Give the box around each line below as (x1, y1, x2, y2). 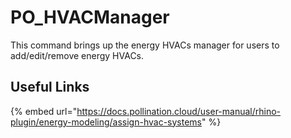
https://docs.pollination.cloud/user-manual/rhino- (76, 105, 282, 117)
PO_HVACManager (10, 6, 170, 29)
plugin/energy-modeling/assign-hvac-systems (10, 116, 202, 128)
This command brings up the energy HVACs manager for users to (10, 39, 280, 51)
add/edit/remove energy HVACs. (10, 49, 145, 61)
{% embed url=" (10, 105, 78, 117)
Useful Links (10, 79, 90, 96)
